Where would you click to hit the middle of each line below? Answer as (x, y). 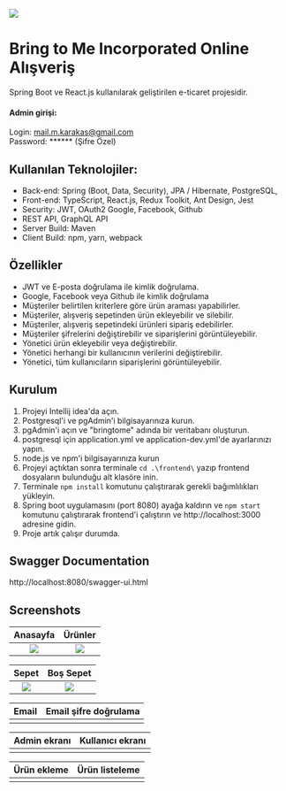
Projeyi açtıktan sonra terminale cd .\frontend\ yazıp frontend (135, 467)
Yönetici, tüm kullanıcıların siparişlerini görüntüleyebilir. (122, 362)
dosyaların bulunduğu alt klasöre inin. (90, 477)
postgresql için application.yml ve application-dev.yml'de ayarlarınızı (147, 439)
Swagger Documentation (79, 561)
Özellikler (36, 265)
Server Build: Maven (59, 228)
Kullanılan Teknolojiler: (74, 169)
